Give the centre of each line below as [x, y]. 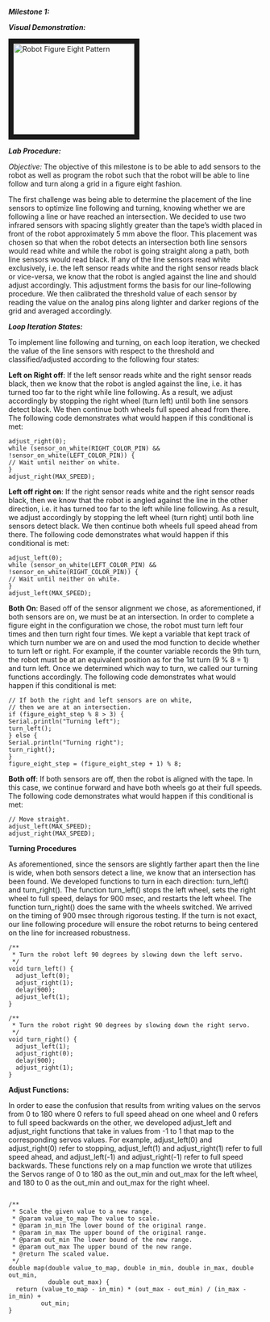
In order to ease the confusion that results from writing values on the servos [135, 1105]
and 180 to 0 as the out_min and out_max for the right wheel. [109, 1183]
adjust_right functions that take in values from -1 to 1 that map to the [121, 1131]
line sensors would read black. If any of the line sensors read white [120, 259]
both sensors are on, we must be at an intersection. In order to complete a [131, 617]
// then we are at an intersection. [70, 707]
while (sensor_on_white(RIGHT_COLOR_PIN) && [84, 448]
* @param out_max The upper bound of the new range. [102, 1247]
